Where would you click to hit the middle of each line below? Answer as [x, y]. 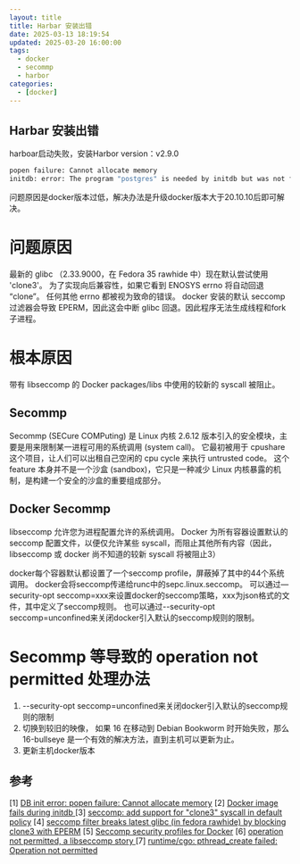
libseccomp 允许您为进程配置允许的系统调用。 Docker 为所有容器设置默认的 [149, 531]
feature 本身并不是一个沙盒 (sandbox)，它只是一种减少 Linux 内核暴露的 [142, 469]
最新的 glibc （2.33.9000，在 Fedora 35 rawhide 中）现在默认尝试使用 [139, 274]
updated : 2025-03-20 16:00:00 [66, 42]
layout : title [36, 17]
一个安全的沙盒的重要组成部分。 [107, 480]
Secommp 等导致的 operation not [134, 656]
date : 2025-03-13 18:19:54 [59, 34]
